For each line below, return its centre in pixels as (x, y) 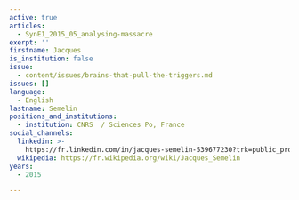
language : (28, 92)
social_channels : (41, 133)
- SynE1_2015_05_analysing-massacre (85, 34)
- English (35, 100)
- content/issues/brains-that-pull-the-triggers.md (115, 76)
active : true (33, 17)
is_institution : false (51, 59)
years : (21, 166)
